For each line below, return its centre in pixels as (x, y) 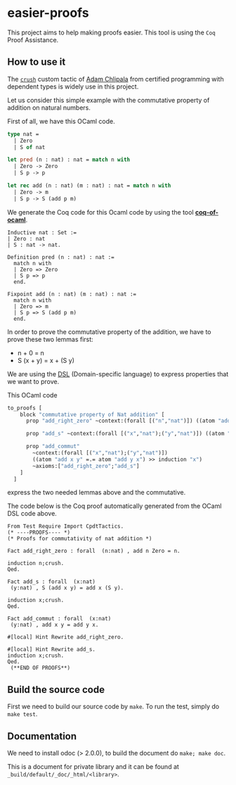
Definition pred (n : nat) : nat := (61, 257)
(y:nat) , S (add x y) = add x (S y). (67, 588)
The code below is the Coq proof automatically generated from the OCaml (114, 506)
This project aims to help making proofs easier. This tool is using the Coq (111, 32)
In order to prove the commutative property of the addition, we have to (110, 331)
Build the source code (56, 690)
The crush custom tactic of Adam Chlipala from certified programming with (116, 79)
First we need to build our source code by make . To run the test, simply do (113, 707)
